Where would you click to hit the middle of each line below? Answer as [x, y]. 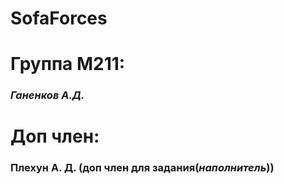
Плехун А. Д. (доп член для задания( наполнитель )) [142, 168]
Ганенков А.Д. [47, 95]
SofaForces [59, 18]
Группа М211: [68, 64]
